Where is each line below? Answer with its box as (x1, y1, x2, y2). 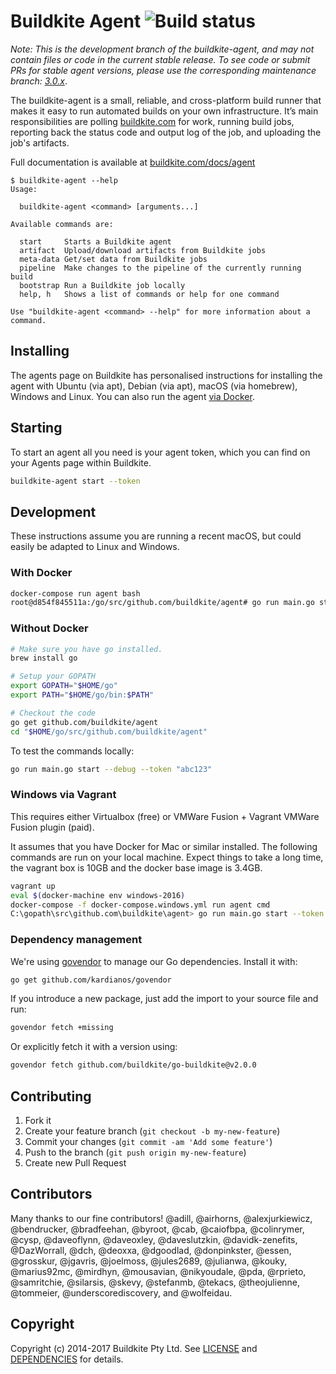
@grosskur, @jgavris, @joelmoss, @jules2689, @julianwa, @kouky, (10, 1255, 288, 1267)
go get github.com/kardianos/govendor (10, 975, 172, 985)
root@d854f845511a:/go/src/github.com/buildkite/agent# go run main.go (10, 598, 315, 608)
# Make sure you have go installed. (10, 644, 163, 654)
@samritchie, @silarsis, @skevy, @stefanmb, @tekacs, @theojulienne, (10, 1276, 301, 1288)
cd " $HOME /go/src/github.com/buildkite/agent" (10, 726, 208, 737)
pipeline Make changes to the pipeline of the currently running (19, 263, 302, 273)
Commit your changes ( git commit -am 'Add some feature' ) (24, 1136, 273, 1147)
